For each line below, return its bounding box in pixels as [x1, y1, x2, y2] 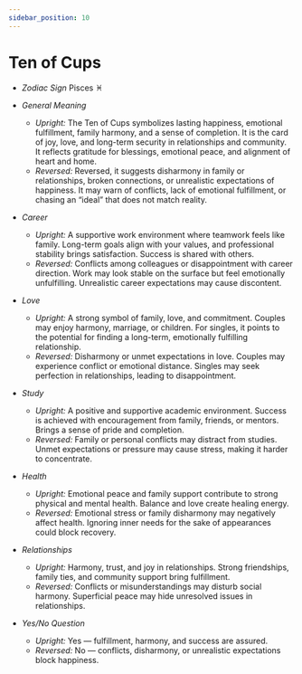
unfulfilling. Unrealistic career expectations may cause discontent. [34, 277, 282, 288]
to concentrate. [34, 453, 92, 464]
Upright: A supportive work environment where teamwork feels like [34, 229, 286, 240]
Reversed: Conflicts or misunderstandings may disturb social [34, 581, 262, 592]
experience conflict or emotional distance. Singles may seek [34, 360, 260, 371]
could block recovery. [34, 527, 117, 537]
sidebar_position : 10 [8, 13, 90, 23]
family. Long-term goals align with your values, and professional [34, 239, 275, 250]
